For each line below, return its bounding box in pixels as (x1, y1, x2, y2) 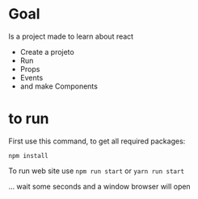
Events (19, 73, 44, 82)
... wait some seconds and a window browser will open (8, 181, 192, 191)
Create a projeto (19, 47, 74, 56)
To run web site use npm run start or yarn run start (8, 166, 184, 176)
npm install (8, 151, 48, 160)
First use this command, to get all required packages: (8, 136, 186, 146)
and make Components (19, 81, 99, 91)
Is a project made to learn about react (8, 31, 134, 41)
